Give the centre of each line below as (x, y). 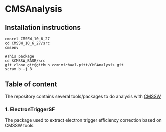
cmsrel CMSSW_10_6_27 (28, 39)
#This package (20, 56)
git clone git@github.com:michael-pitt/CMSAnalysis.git (64, 65)
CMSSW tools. (20, 126)
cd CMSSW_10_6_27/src (28, 43)
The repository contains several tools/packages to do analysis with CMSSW (83, 96)
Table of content (31, 85)
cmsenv (12, 48)
